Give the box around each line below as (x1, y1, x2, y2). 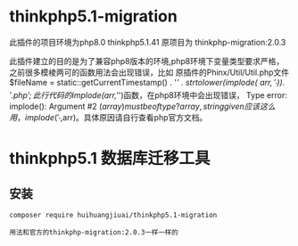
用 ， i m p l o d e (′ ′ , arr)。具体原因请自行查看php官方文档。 (9, 111, 208, 125)
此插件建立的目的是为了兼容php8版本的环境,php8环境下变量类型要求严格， (9, 55, 285, 66)
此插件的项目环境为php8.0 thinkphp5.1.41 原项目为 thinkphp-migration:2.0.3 (9, 37, 286, 47)
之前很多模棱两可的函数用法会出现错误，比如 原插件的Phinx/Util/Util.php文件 (9, 67, 290, 78)
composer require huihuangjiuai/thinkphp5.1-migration (9, 210, 218, 219)
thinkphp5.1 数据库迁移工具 (9, 148, 211, 168)
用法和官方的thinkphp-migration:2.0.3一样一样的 (9, 227, 178, 237)
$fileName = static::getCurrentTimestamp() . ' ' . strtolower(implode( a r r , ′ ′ (9, 77, 277, 90)
